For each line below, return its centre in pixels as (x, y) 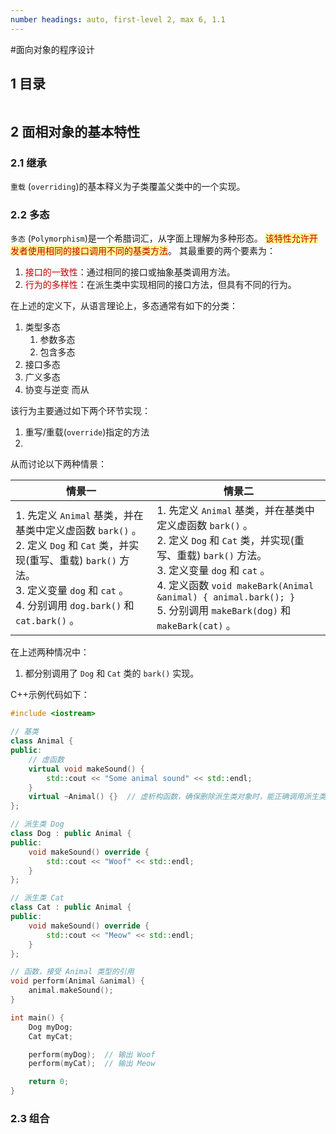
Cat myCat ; (51, 1036)
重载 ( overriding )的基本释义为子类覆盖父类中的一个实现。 (128, 187)
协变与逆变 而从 (57, 390)
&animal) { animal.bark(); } (226, 597)
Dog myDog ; (51, 1027)
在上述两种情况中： (50, 652)
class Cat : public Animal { (71, 907)
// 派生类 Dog (37, 824)
